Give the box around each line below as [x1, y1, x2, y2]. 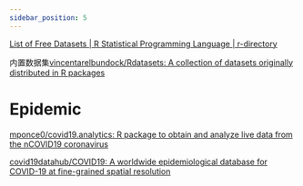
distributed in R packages [9, 67, 106, 78]
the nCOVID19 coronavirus [9, 138, 109, 150]
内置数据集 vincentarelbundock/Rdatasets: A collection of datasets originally [9, 56, 294, 68]
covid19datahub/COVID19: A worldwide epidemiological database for [9, 156, 268, 167]
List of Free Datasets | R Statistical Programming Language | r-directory [9, 38, 278, 49]
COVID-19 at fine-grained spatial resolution [9, 165, 171, 177]
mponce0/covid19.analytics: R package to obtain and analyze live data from [9, 129, 293, 140]
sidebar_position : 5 [9, 13, 88, 23]
